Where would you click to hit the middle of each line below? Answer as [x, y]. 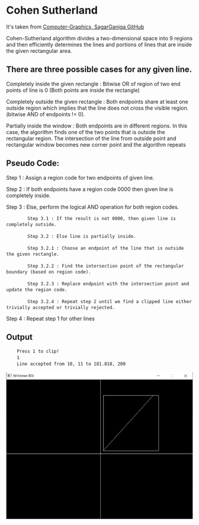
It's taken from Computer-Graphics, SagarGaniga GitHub [75, 27]
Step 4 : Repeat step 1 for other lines [51, 319]
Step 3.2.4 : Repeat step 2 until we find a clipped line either [110, 301]
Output [19, 337]
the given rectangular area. [39, 50]
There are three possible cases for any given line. [99, 70]
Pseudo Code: [33, 163]
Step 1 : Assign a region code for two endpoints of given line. [80, 177]
